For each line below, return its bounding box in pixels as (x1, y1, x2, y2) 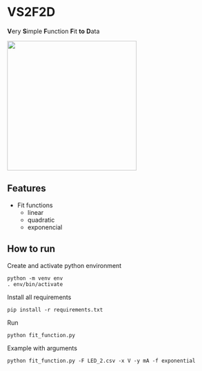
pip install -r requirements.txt (7, 306, 103, 313)
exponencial (27, 222, 63, 231)
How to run (7, 243, 56, 255)
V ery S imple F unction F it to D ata (7, 27, 100, 35)
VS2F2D (7, 4, 56, 20)
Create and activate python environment (7, 261, 122, 269)
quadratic (27, 216, 55, 224)
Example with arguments (7, 343, 78, 352)
